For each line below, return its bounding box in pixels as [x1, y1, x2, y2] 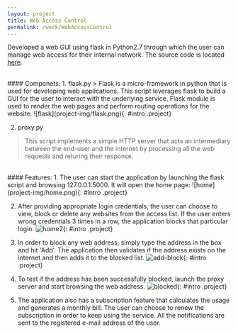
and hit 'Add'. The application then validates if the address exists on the [17, 246, 227, 255]
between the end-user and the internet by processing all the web [24, 145, 215, 153]
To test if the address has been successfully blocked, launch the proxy [17, 274, 225, 284]
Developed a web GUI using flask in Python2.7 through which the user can [7, 43, 225, 52]
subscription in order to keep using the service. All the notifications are [17, 311, 225, 320]
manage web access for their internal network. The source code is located [7, 50, 225, 59]
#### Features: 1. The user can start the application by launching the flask [7, 173, 225, 182]
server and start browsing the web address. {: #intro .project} [17, 282, 227, 291]
